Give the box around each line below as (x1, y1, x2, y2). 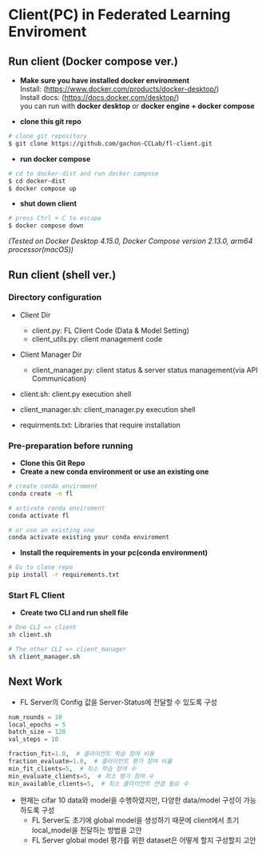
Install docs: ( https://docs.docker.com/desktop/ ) (19, 93, 180, 102)
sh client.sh (8, 631, 52, 639)
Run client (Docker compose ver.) (8, 54, 178, 68)
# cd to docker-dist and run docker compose (8, 170, 159, 178)
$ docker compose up (8, 184, 77, 193)
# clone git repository (8, 132, 88, 140)
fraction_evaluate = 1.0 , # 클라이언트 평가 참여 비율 (8, 758, 173, 766)
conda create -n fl (8, 490, 73, 498)
